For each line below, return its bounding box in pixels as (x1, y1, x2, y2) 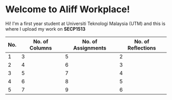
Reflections (127, 44, 156, 52)
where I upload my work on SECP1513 (5, 26, 85, 32)
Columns (29, 44, 52, 52)
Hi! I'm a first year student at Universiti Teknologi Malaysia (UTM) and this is (5, 20, 165, 27)
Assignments (73, 44, 106, 52)
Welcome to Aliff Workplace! (5, 4, 131, 15)
